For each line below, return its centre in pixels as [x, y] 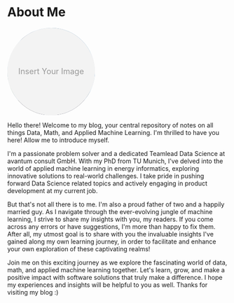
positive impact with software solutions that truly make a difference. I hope [115, 277]
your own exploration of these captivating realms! [79, 248]
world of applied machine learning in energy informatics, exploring [103, 168]
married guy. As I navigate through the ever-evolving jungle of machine [110, 211]
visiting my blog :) [33, 292]
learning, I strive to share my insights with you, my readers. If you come [110, 219]
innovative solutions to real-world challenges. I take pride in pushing [106, 176]
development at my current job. [53, 190]
